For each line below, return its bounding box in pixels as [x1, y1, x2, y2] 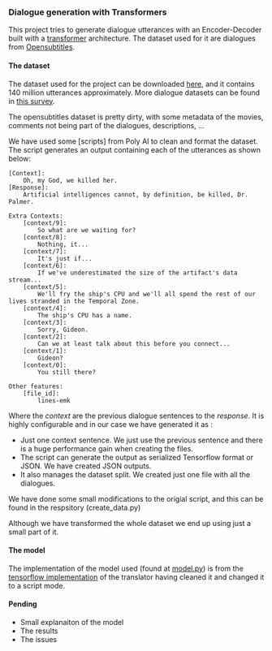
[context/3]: [23, 318, 67, 326]
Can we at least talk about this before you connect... [37, 339, 231, 347]
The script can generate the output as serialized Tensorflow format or [19, 452, 254, 462]
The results [19, 626, 58, 636]
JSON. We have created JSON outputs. [19, 461, 152, 471]
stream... [8, 275, 42, 284]
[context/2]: [23, 332, 67, 341]
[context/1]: [23, 347, 67, 355]
